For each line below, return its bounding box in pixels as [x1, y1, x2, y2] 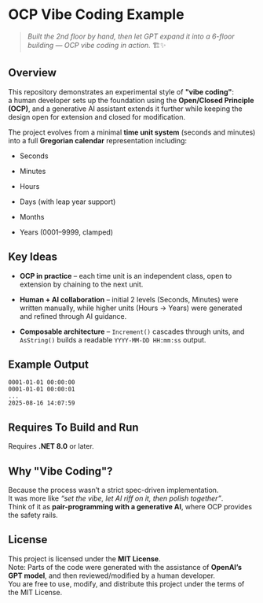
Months [19, 212, 45, 221]
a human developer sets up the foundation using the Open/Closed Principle [8, 95, 254, 105]
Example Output [8, 357, 89, 371]
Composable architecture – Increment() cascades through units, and [19, 327, 245, 336]
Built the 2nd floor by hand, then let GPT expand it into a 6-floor [27, 31, 235, 41]
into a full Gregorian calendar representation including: [8, 135, 187, 145]
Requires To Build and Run [8, 420, 139, 434]
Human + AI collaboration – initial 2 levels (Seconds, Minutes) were [19, 294, 239, 304]
